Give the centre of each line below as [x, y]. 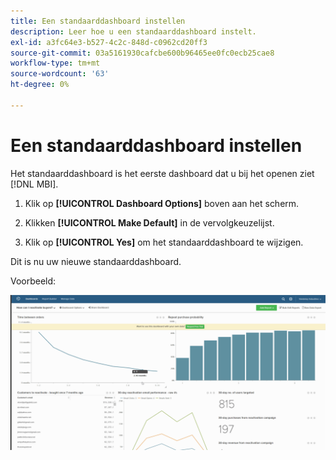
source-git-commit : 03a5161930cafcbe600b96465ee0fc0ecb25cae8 [142, 53]
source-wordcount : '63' [60, 74]
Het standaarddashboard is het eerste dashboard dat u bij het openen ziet [162, 173]
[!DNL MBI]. [34, 184]
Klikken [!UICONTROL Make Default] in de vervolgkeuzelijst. [149, 222]
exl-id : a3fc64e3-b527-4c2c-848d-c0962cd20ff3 [109, 42]
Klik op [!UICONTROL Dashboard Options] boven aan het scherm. [162, 203]
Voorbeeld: [33, 281]
